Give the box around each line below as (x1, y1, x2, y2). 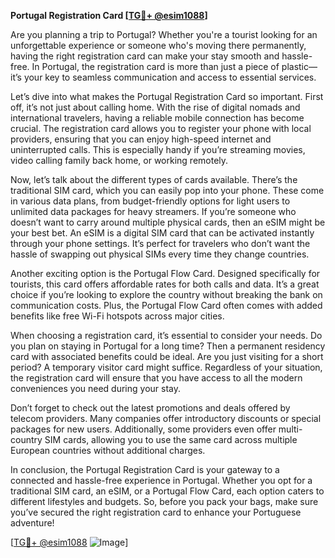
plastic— (281, 61, 318, 72)
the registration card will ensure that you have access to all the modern (10, 372, 303, 384)
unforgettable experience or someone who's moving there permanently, (10, 40, 307, 51)
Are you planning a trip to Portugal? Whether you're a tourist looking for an (10, 29, 318, 40)
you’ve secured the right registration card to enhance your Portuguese (10, 506, 302, 518)
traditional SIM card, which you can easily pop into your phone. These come (10, 185, 325, 196)
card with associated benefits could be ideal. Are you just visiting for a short (10, 351, 324, 362)
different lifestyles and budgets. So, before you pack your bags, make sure (10, 496, 319, 507)
